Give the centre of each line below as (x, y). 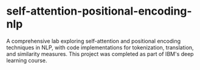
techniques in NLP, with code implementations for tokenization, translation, (100, 47)
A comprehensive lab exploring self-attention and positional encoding (94, 41)
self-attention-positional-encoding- (99, 11)
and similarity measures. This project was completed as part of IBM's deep (100, 54)
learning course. (27, 60)
